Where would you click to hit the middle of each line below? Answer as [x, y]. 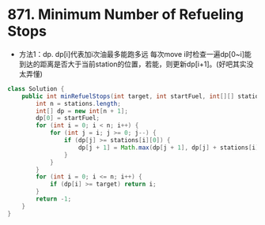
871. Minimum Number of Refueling [126, 15]
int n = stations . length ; [79, 103]
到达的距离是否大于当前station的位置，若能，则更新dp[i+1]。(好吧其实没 [136, 64]
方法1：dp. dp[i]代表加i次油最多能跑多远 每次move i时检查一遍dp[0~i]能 [135, 54]
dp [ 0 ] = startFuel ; [68, 118]
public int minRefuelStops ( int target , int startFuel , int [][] [128, 96]
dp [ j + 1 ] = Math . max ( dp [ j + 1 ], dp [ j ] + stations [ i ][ [170, 148]
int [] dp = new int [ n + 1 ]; [82, 111]
